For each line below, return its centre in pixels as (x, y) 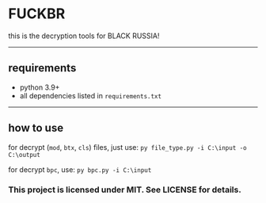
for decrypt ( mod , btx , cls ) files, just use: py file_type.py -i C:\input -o (127, 147)
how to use (36, 128)
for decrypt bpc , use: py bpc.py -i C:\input (80, 169)
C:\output (25, 155)
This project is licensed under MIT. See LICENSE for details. (125, 190)
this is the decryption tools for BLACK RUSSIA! (84, 36)
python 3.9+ (40, 87)
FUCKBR (37, 14)
